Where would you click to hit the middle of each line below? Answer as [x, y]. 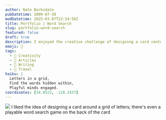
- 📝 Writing [22, 65]
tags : [11, 51]
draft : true [17, 38]
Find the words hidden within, [42, 83]
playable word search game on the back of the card [58, 112]
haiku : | [14, 74]
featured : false [22, 33]
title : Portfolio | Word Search [38, 23]
